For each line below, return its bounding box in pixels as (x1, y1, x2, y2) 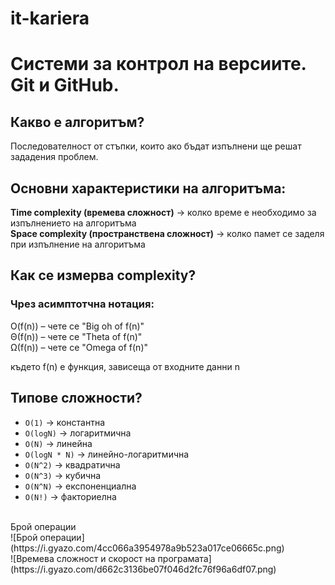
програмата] (157, 552, 212, 564)
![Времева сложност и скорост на (10, 552, 156, 564)
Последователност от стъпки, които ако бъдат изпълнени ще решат (10, 140, 302, 152)
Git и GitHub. (10, 74, 120, 97)
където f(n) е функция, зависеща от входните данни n (10, 360, 240, 372)
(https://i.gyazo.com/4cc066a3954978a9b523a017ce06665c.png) (10, 542, 285, 554)
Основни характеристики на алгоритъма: (10, 180, 287, 197)
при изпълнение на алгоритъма (10, 238, 146, 250)
